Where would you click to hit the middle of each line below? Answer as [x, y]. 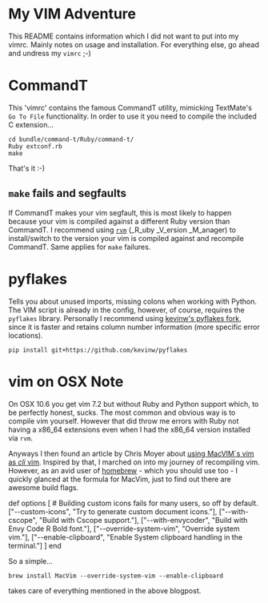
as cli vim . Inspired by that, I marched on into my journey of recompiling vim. [134, 462]
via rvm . [21, 438]
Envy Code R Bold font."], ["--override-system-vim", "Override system [124, 529]
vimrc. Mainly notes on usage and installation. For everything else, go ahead [134, 44]
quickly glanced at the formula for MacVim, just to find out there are [120, 479]
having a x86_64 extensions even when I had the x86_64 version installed [129, 429]
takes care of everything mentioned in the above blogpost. [105, 590]
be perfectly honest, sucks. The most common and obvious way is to [122, 412]
